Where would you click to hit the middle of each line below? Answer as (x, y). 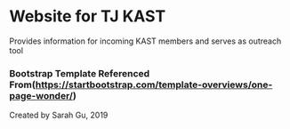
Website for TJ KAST (88, 16)
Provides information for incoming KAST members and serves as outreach (145, 41)
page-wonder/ (41, 95)
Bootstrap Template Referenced (80, 73)
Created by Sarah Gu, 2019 (59, 115)
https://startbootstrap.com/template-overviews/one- (154, 85)
